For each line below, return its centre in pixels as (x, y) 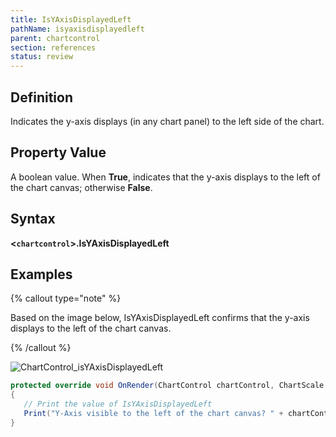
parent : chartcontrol (55, 38)
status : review (42, 57)
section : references (53, 47)
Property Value (58, 152)
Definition (41, 97)
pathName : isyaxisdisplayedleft (77, 29)
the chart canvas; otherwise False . (81, 187)
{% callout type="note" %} (66, 298)
